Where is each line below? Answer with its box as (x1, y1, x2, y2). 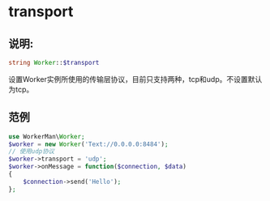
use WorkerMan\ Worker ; (8, 132, 85, 140)
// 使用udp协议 (8, 148, 55, 156)
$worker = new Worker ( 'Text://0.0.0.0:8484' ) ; (8, 140, 169, 148)
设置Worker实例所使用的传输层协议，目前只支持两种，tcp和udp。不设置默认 (8, 74, 263, 83)
